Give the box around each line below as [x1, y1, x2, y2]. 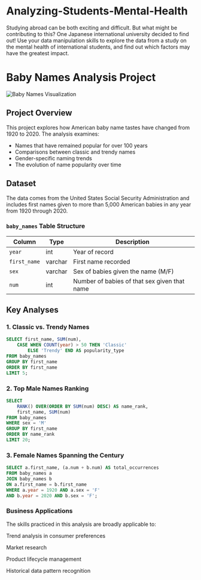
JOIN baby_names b [6, 476, 52, 482]
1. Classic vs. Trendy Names [6, 323, 90, 331]
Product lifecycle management [6, 555, 82, 563]
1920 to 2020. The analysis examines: [6, 130, 100, 137]
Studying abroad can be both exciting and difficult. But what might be [6, 24, 178, 31]
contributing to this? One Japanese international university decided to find [6, 30, 190, 37]
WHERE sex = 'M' [6, 420, 47, 426]
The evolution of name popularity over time [14, 161, 121, 168]
